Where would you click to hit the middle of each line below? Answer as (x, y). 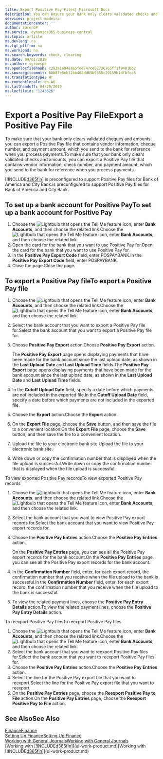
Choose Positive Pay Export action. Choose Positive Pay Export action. (83, 345)
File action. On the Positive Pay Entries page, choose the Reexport (79, 698)
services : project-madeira (32, 18)
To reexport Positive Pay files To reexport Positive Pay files (63, 621)
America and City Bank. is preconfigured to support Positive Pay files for (77, 184)
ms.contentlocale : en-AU (30, 82)
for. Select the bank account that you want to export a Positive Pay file (82, 330)
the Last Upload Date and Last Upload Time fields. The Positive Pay (80, 364)
